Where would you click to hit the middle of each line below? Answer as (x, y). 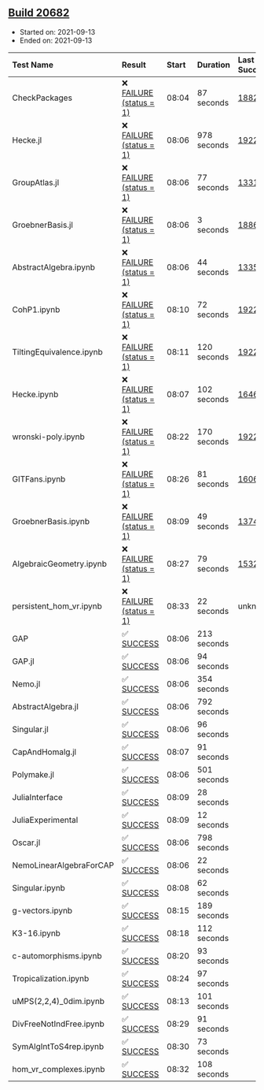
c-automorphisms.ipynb (57, 955)
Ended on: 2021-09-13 (56, 40)
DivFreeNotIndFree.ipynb (58, 1024)
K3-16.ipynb (37, 933)
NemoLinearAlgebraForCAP (63, 865)
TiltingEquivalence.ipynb (58, 352)
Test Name (33, 65)
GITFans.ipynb (39, 478)
